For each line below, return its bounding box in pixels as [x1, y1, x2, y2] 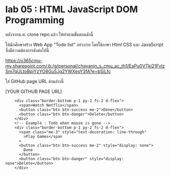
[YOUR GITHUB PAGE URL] [5, 88, 62, 94]
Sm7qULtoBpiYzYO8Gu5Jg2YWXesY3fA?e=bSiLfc [5, 68, 111, 74]
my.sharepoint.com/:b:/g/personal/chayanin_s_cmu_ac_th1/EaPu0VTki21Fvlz [5, 63, 165, 69]
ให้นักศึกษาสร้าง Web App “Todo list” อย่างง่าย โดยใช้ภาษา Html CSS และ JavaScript [5, 41, 164, 47]
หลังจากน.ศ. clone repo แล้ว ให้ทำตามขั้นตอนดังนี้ [5, 31, 93, 37]
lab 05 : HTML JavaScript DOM [5, 4, 138, 15]
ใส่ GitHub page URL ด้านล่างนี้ [5, 78, 64, 84]
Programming [5, 14, 65, 26]
